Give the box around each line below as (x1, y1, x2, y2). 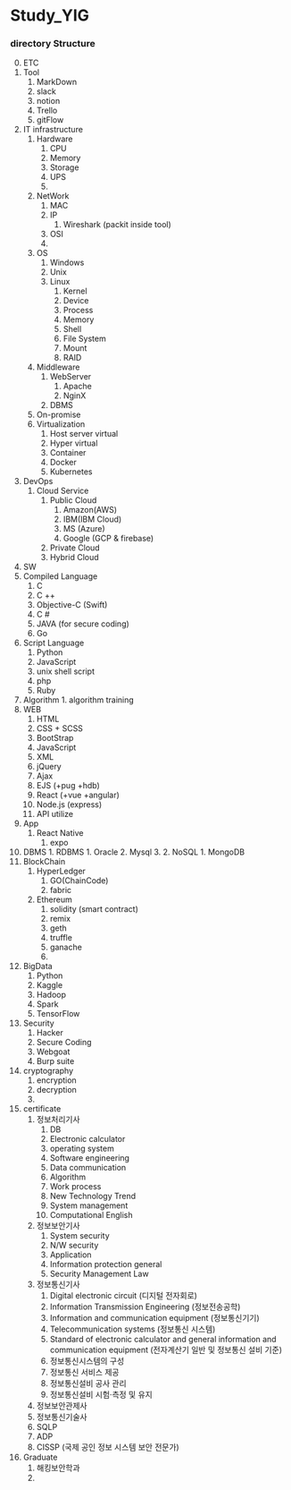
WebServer (49, 371, 92, 382)
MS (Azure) (62, 524, 105, 534)
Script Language (22, 637, 85, 649)
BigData (22, 961, 53, 972)
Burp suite (36, 1056, 75, 1067)
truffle (49, 932, 72, 943)
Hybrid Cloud (49, 552, 99, 563)
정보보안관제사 (36, 1401, 87, 1411)
